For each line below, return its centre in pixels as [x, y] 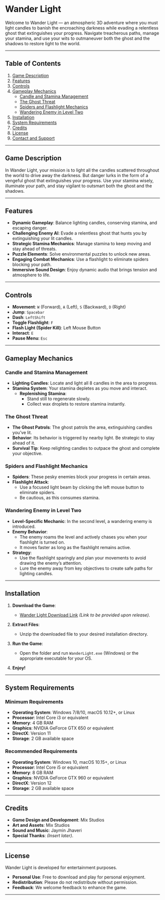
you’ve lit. [22, 433]
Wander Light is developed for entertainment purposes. [61, 868]
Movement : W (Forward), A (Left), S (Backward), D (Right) [69, 307]
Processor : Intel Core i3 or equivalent [50, 718]
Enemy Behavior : [30, 531]
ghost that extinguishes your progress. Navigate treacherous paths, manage [82, 33]
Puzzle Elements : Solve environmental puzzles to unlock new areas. [82, 254]
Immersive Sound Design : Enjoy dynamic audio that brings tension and [84, 270]
